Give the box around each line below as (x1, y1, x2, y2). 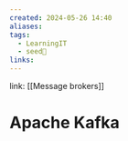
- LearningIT (17, 38, 68, 48)
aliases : (9, 22, 43, 31)
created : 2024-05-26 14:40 (9, 13, 112, 23)
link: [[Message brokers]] (9, 81, 105, 91)
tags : (9, 30, 30, 39)
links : (9, 55, 35, 65)
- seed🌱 (17, 47, 48, 56)
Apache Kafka (9, 113, 121, 133)
